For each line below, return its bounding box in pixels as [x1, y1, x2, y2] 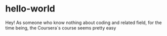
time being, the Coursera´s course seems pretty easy [5, 24, 116, 30]
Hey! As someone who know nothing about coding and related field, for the [5, 19, 162, 25]
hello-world [5, 3, 56, 14]
